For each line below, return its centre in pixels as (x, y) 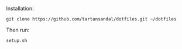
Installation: (20, 8)
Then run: (18, 30)
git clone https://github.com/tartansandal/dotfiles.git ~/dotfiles (91, 19)
